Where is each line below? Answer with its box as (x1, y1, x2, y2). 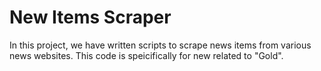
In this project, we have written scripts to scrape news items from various (9, 39, 312, 51)
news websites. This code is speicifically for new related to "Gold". (9, 49, 284, 61)
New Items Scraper (9, 6, 172, 29)
